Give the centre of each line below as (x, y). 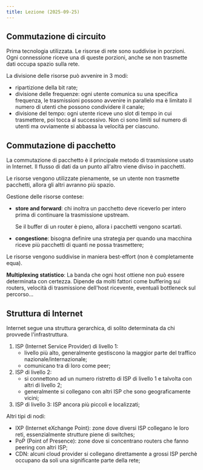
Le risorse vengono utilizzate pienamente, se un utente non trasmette (93, 178)
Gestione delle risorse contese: (45, 197)
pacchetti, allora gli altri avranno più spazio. (61, 185)
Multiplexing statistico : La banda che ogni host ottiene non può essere (95, 275)
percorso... (20, 294)
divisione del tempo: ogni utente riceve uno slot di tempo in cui (93, 114)
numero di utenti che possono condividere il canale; (80, 107)
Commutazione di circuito (56, 37)
